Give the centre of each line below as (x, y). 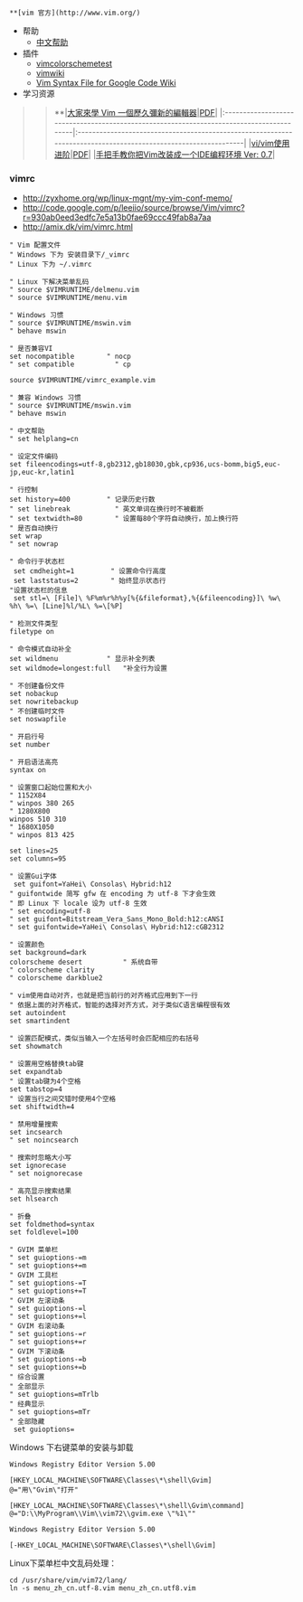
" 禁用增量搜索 (34, 1125)
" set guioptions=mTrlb (54, 1395)
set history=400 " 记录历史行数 (82, 500)
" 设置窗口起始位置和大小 (51, 788)
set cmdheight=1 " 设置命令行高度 (90, 571)
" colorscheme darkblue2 (56, 978)
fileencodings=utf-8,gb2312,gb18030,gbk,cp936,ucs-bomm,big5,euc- (153, 465)
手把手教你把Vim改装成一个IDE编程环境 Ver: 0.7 (184, 155)
